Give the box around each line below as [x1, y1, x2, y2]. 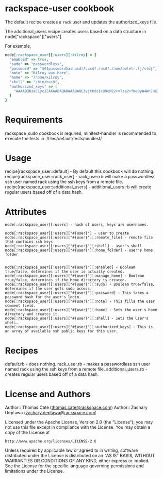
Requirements [5, 114, 63, 125]
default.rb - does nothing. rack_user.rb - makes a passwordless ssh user [5, 361, 150, 367]
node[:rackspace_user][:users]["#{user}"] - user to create [5, 231, 130, 236]
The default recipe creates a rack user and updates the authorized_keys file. [5, 19, 158, 25]
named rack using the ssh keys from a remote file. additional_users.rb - [5, 366, 147, 372]
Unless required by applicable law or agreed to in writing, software [5, 447, 138, 453]
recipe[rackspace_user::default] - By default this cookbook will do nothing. [5, 168, 155, 174]
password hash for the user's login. [5, 295, 81, 300]
